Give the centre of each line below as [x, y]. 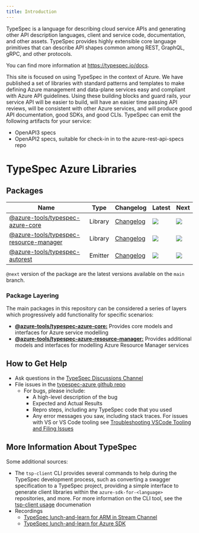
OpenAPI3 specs [35, 132]
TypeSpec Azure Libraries [72, 169]
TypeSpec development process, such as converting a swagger [92, 479]
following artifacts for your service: [49, 121]
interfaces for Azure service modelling [61, 332]
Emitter [99, 255]
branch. [16, 280]
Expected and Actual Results [67, 403]
